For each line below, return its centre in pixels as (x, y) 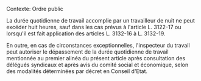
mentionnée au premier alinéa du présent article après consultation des (96, 58)
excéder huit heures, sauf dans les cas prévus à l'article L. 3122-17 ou (94, 27)
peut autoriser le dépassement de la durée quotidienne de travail (87, 52)
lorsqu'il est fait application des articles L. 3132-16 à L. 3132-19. (86, 33)
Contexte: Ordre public (35, 9)
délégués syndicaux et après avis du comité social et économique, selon (97, 65)
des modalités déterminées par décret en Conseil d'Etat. (77, 71)
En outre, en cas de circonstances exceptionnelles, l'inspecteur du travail (98, 45)
